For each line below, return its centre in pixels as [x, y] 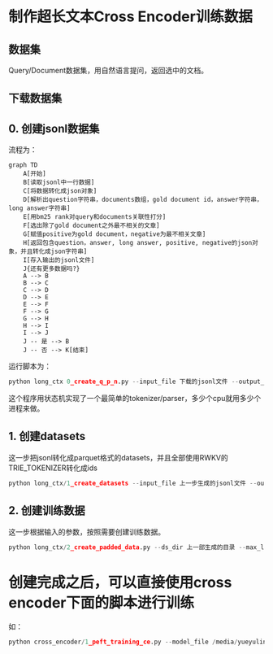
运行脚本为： [30, 366]
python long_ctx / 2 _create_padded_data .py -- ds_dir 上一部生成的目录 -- [127, 547]
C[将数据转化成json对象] [60, 191]
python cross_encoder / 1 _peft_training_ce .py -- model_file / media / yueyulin [138, 642]
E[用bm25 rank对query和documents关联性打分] [95, 217]
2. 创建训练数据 [47, 510]
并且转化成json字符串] [54, 252]
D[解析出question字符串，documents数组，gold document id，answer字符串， [143, 200]
